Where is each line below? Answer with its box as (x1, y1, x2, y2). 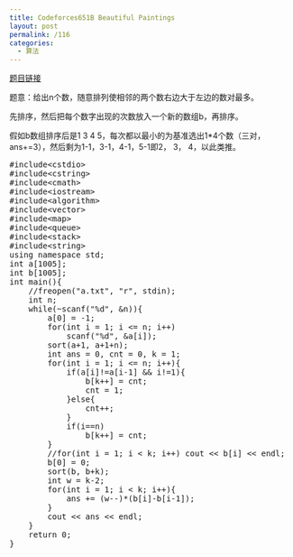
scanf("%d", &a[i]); (66, 331, 158, 341)
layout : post (9, 22, 59, 31)
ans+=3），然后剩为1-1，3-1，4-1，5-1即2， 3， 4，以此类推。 (9, 142, 242, 153)
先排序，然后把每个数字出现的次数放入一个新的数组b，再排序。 (9, 111, 243, 122)
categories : (9, 38, 54, 48)
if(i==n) (66, 422, 105, 432)
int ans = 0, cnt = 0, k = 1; (47, 349, 181, 359)
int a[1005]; (9, 259, 68, 269)
